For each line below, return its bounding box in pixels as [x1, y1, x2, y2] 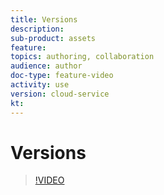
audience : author [10, 61, 83, 71]
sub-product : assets [10, 33, 97, 43]
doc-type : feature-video [10, 71, 114, 81]
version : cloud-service [10, 89, 110, 99]
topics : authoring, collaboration [10, 52, 155, 62]
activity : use [10, 80, 70, 90]
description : [10, 24, 65, 34]
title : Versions [10, 14, 78, 25]
